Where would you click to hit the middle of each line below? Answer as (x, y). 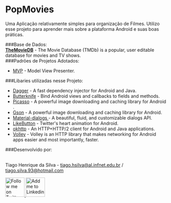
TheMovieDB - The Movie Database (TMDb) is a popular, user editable (80, 50)
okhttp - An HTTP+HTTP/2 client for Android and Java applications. (84, 129)
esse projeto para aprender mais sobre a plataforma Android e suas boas (82, 29)
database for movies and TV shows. (43, 55)
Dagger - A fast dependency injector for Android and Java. (75, 90)
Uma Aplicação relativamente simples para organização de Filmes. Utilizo (82, 24)
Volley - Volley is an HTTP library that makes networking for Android (84, 134)
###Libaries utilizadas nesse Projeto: (44, 80)
